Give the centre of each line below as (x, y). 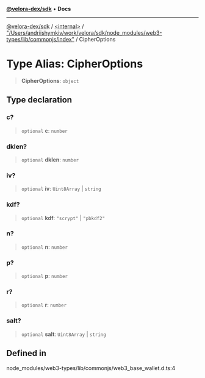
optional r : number (44, 305)
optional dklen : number (50, 159)
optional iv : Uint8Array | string (61, 189)
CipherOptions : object (50, 80)
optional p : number (45, 276)
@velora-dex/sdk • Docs (39, 9)
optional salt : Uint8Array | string (64, 334)
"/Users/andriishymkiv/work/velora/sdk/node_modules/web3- (84, 33)
